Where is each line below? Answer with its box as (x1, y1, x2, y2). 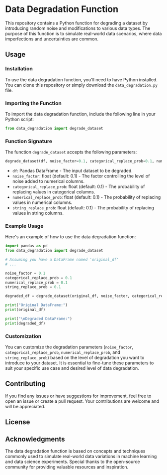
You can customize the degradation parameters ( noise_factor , (5, 344, 133, 350)
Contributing (5, 380, 46, 388)
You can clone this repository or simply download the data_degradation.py (5, 82, 158, 88)
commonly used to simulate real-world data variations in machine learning (5, 453, 157, 459)
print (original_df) (5, 308, 46, 313)
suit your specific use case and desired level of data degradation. (5, 365, 139, 371)
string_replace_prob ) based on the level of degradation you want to (5, 354, 145, 360)
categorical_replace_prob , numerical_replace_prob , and (5, 349, 120, 355)
